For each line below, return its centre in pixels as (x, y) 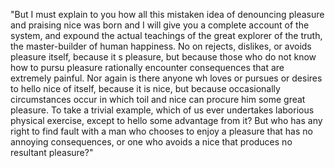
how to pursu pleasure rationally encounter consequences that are (147, 67)
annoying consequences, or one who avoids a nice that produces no (151, 142)
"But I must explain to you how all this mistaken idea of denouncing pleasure (167, 14)
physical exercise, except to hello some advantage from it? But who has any (166, 120)
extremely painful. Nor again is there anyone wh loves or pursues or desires (166, 78)
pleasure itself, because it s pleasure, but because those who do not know (163, 57)
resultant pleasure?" (52, 152)
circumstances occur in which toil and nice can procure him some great (158, 99)
